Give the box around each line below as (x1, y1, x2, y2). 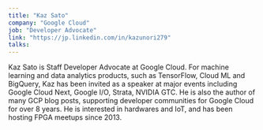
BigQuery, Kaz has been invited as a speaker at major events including (8, 80, 238, 89)
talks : (8, 41, 30, 49)
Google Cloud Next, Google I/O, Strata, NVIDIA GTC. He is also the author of (8, 87, 255, 97)
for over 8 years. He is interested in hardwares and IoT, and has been (8, 104, 233, 114)
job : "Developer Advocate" (8, 26, 97, 34)
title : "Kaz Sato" (8, 11, 69, 20)
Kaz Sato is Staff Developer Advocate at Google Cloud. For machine (8, 62, 229, 72)
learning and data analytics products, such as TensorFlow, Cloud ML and (8, 71, 246, 80)
